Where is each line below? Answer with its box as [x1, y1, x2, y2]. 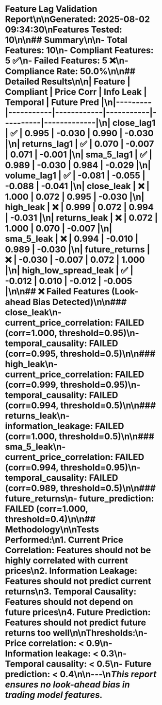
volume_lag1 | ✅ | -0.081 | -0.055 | [5, 170, 146, 181]
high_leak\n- [5, 359, 58, 370]
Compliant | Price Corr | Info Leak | [5, 87, 147, 98]
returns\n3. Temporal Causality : [5, 586, 137, 597]
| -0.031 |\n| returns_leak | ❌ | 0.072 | [5, 213, 158, 223]
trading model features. [5, 689, 103, 701]
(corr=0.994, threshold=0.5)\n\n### [5, 400, 156, 411]
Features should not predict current [5, 576, 151, 587]
